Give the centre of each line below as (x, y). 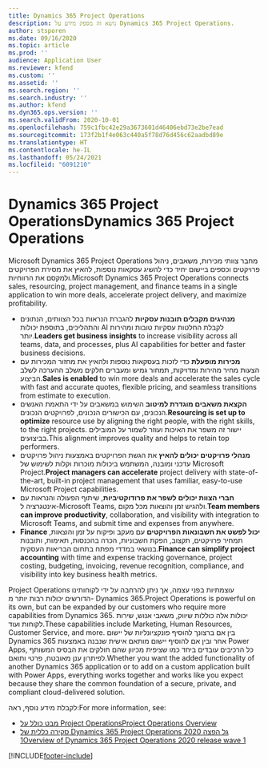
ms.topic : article (39, 46)
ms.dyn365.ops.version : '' (53, 113)
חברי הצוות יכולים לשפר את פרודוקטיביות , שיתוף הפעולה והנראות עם (127, 498)
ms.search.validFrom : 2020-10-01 (64, 120)
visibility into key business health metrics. (88, 575)
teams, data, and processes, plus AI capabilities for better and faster (132, 345)
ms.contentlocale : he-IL (50, 150)
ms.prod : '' (28, 53)
